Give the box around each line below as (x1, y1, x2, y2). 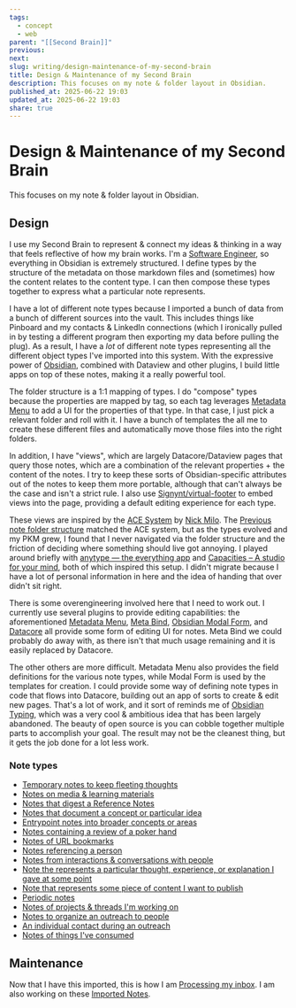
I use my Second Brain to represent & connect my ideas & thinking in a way (9, 239, 283, 249)
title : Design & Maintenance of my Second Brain (9, 71, 192, 80)
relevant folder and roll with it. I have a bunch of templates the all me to (9, 415, 268, 425)
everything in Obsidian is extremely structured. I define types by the (9, 258, 257, 268)
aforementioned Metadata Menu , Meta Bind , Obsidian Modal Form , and (9, 616, 268, 627)
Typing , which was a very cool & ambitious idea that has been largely (9, 709, 262, 719)
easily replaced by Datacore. (9, 645, 114, 655)
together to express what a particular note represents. (9, 286, 206, 297)
